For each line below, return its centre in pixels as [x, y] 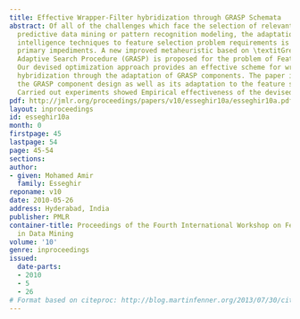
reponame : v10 [36, 192]
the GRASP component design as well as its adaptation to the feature [151, 84]
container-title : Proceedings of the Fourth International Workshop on [145, 225]
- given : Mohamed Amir [51, 175]
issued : [24, 259]
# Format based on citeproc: [63, 300]
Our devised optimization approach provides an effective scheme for [149, 68]
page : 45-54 [31, 150]
